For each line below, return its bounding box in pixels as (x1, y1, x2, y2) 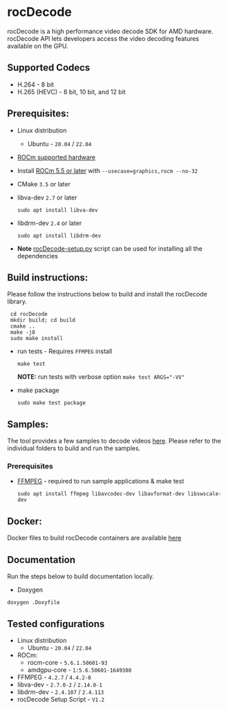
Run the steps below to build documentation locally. (7, 572, 154, 580)
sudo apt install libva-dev (17, 206, 98, 213)
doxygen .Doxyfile (7, 599, 60, 606)
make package (17, 386, 60, 395)
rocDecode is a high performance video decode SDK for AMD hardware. (7, 27, 213, 35)
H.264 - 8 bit (17, 80, 54, 89)
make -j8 (10, 329, 36, 336)
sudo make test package (17, 400, 86, 407)
